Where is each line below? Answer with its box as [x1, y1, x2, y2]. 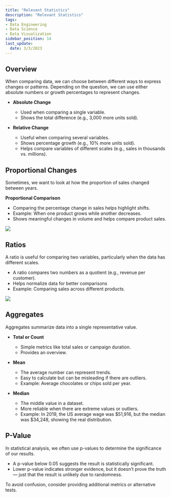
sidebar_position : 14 [5, 36, 52, 42]
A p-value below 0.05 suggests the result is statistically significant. [12, 461, 154, 467]
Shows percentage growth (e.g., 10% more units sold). [20, 140, 136, 146]
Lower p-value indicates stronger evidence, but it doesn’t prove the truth [12, 466, 166, 472]
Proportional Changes [5, 165, 77, 175]
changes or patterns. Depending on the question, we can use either [5, 84, 148, 90]
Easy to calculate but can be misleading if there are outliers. [20, 375, 147, 381]
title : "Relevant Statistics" [5, 7, 70, 13]
